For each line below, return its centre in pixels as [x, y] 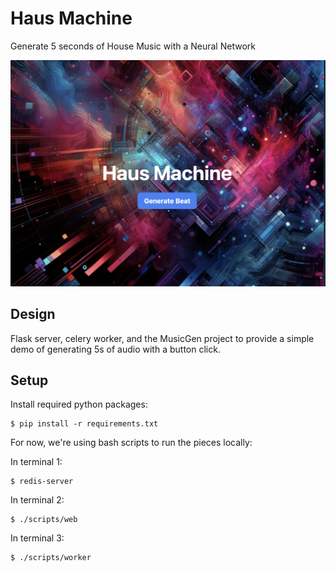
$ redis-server [42, 482]
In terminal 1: [36, 462]
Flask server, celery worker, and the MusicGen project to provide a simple [162, 338]
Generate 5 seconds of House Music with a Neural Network [133, 46]
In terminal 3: [37, 538]
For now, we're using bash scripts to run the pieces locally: [131, 443]
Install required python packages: [79, 404]
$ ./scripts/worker [51, 558]
